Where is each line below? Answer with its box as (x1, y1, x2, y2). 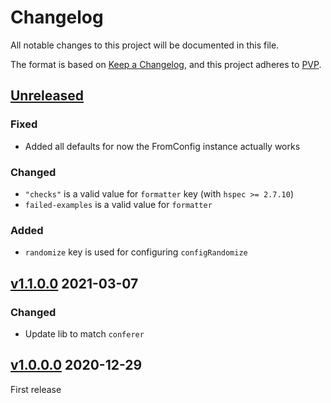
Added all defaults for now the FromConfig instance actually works (24, 140, 301, 152)
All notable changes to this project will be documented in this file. (10, 39, 280, 51)
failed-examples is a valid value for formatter (24, 198, 213, 210)
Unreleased (10, 87, 85, 105)
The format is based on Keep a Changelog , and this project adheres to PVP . (10, 58, 322, 70)
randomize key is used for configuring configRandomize (24, 246, 248, 258)
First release (10, 383, 62, 395)
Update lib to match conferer (24, 327, 145, 340)
